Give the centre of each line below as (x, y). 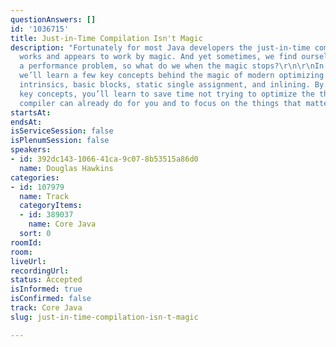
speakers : (31, 150)
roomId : (26, 242)
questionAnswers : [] (53, 19)
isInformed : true (46, 289)
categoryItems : (51, 206)
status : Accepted (46, 280)
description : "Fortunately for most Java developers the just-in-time (160, 47)
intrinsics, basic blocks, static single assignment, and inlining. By (172, 85)
